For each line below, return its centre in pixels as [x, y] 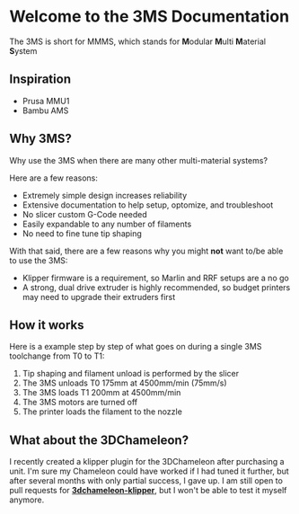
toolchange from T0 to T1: [57, 356]
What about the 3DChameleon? [99, 440]
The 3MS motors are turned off [80, 403]
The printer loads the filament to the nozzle [102, 412]
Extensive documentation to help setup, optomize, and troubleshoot [148, 205]
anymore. [27, 500]
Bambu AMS [45, 111]
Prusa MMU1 [46, 101]
